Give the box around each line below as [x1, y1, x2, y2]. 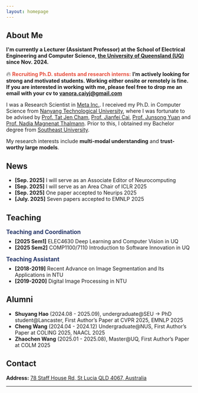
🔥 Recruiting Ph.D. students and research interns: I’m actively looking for [6, 70, 190, 78]
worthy [6, 144, 25, 151]
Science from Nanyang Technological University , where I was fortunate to [6, 107, 186, 115]
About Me [6, 31, 43, 41]
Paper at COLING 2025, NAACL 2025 [14, 329, 105, 336]
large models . [25, 144, 60, 151]
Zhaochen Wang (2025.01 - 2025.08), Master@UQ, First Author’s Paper [14, 335, 190, 342]
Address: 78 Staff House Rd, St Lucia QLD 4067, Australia [6, 374, 147, 381]
